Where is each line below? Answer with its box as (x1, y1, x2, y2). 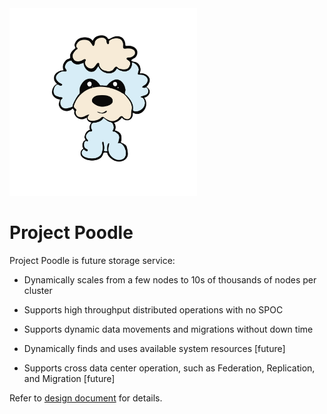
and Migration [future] (23, 372, 116, 384)
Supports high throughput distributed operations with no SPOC (23, 303, 284, 316)
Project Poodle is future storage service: (9, 254, 176, 266)
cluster (23, 284, 53, 296)
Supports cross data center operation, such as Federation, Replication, (23, 362, 316, 374)
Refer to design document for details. (9, 392, 163, 404)
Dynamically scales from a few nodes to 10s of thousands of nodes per (23, 273, 317, 286)
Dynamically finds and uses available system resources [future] (23, 342, 286, 354)
